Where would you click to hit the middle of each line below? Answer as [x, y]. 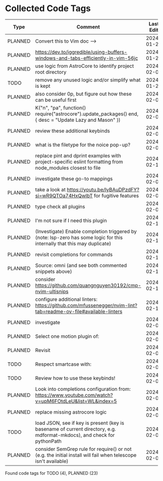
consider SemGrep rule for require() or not [83, 449]
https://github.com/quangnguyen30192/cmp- [88, 285]
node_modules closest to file [68, 168]
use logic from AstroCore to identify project [85, 66]
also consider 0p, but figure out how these [83, 94]
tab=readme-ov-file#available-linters [79, 311]
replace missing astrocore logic [71, 412]
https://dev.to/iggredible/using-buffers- [81, 52]
